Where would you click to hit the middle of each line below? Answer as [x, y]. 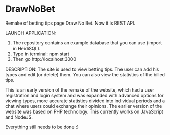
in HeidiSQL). [27, 48]
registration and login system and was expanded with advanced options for [84, 95]
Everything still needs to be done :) [42, 127]
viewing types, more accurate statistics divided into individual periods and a [85, 101]
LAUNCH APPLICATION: [31, 33]
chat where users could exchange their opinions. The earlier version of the [84, 106]
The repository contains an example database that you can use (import [87, 43]
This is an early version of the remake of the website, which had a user [80, 89]
